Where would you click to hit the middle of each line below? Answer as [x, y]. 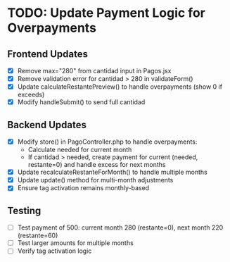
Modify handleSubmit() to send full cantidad [81, 102]
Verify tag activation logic [55, 251]
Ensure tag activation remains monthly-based [83, 188]
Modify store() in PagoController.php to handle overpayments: [107, 142]
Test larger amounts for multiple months [75, 243]
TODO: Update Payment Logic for [106, 13]
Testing [24, 210]
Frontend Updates [47, 54]
